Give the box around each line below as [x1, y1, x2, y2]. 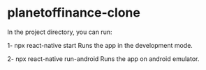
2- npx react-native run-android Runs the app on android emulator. [7, 54, 200, 63]
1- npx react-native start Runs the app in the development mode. [7, 41, 193, 49]
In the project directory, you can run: [7, 28, 112, 36]
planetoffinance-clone [7, 5, 141, 21]
